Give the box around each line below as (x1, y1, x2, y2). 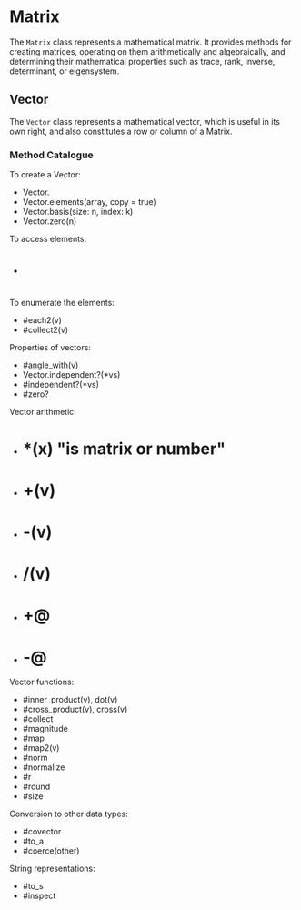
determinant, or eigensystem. (9, 66, 120, 76)
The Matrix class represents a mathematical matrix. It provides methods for (9, 36, 292, 47)
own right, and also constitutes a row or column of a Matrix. (9, 126, 233, 136)
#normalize (22, 762, 65, 773)
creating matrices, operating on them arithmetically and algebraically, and (9, 45, 286, 56)
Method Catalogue (9, 148, 94, 161)
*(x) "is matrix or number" (22, 439, 226, 459)
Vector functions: (9, 676, 75, 688)
